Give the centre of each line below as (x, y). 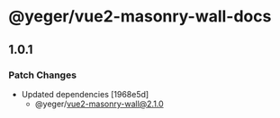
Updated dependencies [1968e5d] (85, 94)
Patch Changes (43, 75)
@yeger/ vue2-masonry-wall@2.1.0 (99, 104)
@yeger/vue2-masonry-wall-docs (140, 17)
